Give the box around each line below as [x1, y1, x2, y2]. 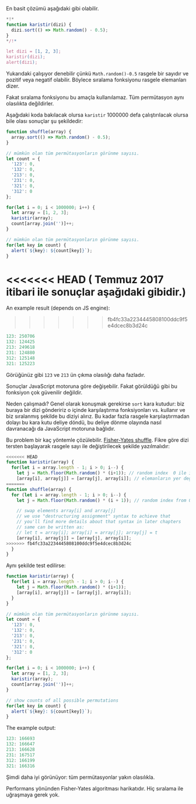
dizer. [6, 83, 20, 90]
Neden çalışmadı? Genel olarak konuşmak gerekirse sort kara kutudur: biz [6, 400, 185, 407]
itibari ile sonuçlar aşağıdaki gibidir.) [6, 285, 187, 298]
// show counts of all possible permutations [6, 698, 118, 703]
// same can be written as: [16, 524, 85, 530]
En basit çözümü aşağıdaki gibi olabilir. [6, 5, 99, 12]
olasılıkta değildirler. [6, 100, 54, 107]
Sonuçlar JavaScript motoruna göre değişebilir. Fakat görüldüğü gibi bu [6, 383, 178, 390]
